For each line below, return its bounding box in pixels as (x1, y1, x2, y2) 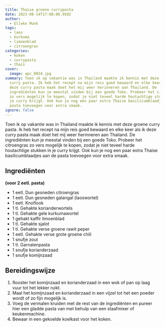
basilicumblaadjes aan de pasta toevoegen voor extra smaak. (5, 152, 129, 158)
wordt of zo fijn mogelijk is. (12, 295, 67, 301)
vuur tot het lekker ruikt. (12, 285, 61, 291)
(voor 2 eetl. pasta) (5, 180, 45, 186)
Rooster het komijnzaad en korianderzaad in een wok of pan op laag (12, 279, 150, 285)
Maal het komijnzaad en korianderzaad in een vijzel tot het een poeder (12, 290, 155, 296)
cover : (5, 67, 19, 72)
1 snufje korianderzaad (12, 247, 58, 253)
